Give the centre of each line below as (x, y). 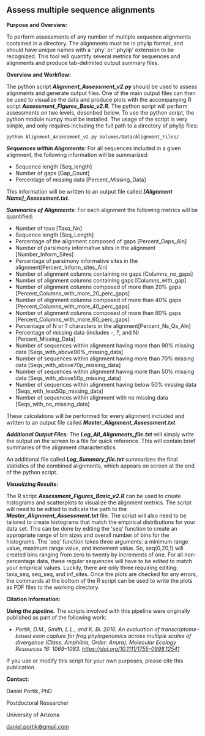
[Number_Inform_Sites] (44, 254)
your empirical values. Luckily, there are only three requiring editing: (92, 567)
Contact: (18, 679)
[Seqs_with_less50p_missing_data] (59, 391)
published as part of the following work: (57, 617)
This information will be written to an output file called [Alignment (89, 191)
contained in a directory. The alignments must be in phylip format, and (95, 43)
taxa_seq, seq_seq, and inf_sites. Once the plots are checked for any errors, (102, 574)
